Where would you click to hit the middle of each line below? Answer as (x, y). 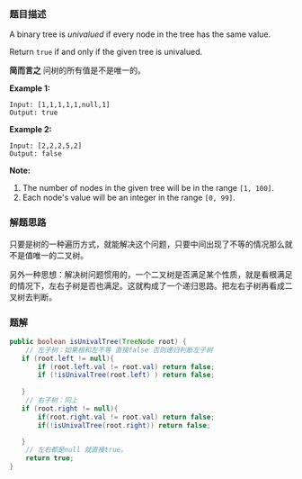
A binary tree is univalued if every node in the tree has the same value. (140, 34)
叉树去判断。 (33, 297)
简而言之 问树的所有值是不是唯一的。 (77, 70)
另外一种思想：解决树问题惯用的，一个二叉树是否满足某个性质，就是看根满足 (151, 274)
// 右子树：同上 (52, 401)
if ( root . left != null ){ (68, 358)
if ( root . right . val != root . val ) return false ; (126, 417)
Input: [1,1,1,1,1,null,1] (60, 105)
